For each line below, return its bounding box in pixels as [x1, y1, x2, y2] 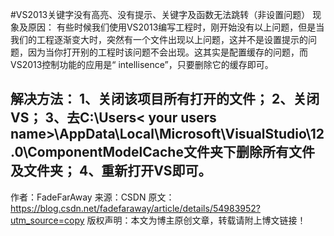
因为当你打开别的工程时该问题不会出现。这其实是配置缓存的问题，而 [27, 46, 308, 58]
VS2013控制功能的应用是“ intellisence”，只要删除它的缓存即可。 [10, 59, 274, 70]
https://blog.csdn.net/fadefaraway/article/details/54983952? [10, 202, 261, 214]
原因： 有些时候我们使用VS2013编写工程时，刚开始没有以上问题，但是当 [27, 21, 325, 33]
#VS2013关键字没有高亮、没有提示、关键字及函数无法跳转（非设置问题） [10, 9, 311, 20]
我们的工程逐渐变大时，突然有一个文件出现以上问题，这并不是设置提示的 [10, 34, 308, 45]
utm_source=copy [10, 214, 85, 226]
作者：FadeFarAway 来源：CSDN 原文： [10, 191, 175, 203]
